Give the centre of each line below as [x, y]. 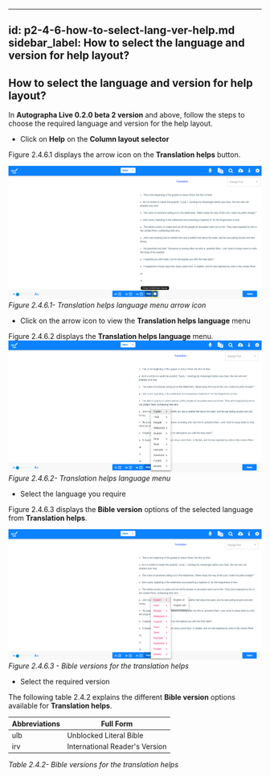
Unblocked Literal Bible [105, 736]
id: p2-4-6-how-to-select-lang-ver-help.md [122, 30]
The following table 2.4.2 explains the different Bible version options [122, 697]
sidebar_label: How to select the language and [127, 43]
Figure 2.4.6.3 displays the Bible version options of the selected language [131, 509]
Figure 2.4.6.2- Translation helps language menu [90, 478]
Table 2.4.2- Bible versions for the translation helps [94, 764]
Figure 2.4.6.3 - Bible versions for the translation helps [98, 666]
